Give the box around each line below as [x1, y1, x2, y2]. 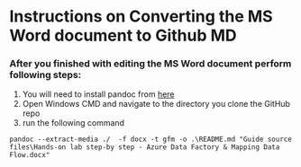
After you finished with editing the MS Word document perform [9, 57, 292, 70]
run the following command [22, 118, 124, 128]
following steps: [9, 69, 82, 82]
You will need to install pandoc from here [22, 89, 175, 100]
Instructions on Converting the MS [9, 6, 273, 27]
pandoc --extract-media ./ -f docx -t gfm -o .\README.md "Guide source [9, 135, 293, 145]
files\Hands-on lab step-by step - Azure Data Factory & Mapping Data [9, 143, 280, 152]
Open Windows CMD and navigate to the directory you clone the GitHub [22, 99, 291, 110]
